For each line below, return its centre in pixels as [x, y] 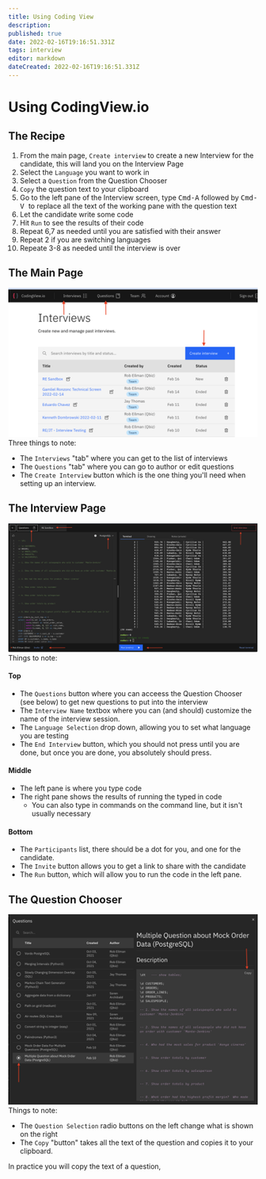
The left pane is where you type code [81, 788]
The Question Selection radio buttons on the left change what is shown [137, 1125]
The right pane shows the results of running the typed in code [121, 796]
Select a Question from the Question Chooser [93, 180]
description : [30, 25]
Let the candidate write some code [76, 214]
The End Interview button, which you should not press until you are [129, 744]
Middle [20, 771]
